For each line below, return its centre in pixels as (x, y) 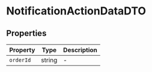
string (49, 60)
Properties (26, 33)
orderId (20, 60)
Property (22, 50)
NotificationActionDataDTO (76, 11)
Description (80, 50)
